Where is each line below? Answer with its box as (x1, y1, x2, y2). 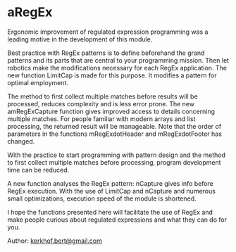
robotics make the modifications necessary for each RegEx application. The (7, 63, 228, 72)
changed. (7, 137, 35, 145)
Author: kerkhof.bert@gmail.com (7, 237, 102, 245)
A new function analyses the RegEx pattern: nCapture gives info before (7, 179, 213, 187)
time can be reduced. (7, 165, 70, 174)
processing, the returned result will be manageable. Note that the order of (7, 122, 222, 130)
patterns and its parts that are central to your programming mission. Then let (7, 56, 230, 64)
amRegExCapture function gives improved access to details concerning (7, 107, 216, 115)
